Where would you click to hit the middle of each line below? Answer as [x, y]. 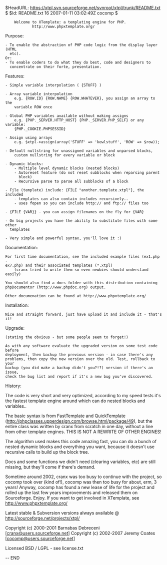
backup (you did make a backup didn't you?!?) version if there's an [79, 368]
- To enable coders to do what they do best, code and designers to [78, 62]
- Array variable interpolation [39, 94]
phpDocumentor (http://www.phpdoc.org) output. [56, 287]
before [12, 350]
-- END [12, 558]
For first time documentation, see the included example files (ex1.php [82, 257]
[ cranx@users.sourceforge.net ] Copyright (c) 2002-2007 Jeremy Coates [80, 533]
